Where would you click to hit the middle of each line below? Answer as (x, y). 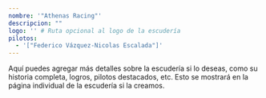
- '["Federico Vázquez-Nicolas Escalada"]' (89, 46)
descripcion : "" (35, 23)
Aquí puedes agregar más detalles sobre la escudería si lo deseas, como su (133, 68)
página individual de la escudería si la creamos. (87, 86)
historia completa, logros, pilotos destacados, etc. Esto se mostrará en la (128, 77)
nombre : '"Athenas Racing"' (55, 16)
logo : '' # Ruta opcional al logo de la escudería (95, 31)
